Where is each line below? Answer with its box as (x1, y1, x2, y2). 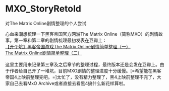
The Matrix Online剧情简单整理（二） (5, 50, 82, 56)
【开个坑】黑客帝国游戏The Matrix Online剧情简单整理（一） (5, 43, 131, 49)
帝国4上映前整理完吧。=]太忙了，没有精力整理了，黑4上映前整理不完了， (5, 74, 157, 80)
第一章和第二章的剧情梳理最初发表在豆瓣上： (14, 37, 107, 43)
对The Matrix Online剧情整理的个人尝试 (5, 20, 87, 26)
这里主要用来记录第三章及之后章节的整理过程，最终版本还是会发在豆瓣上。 (5, 61, 160, 67)
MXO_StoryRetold (5, 3, 82, 15)
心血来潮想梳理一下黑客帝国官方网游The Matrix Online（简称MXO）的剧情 (5, 31, 159, 37)
